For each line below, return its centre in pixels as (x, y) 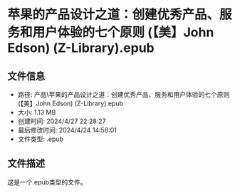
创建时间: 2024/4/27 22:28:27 (62, 121)
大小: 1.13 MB (37, 112)
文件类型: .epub (41, 139)
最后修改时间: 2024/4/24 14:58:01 (67, 130)
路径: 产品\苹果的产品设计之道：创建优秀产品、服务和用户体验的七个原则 (124, 94)
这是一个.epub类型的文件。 (47, 182)
